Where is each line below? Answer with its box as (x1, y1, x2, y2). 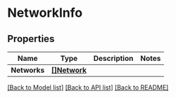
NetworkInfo (7, 5, 83, 21)
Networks (11, 65, 45, 75)
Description (93, 54, 134, 63)
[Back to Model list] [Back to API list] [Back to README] (7, 83, 169, 92)
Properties (7, 33, 55, 45)
